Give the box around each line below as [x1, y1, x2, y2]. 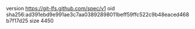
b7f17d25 [6, 17, 28, 24]
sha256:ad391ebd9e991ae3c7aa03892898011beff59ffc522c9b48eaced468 [6, 11, 189, 18]
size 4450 [29, 17, 54, 24]
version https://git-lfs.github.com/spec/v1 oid [6, 5, 115, 12]
